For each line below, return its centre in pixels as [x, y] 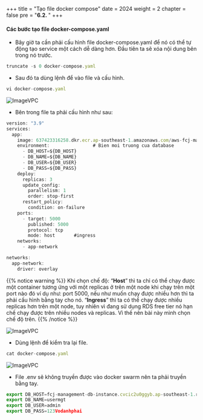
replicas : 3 [37, 179]
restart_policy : [43, 202]
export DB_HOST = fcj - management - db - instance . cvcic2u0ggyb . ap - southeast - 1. [101, 394]
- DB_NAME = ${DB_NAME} [50, 157]
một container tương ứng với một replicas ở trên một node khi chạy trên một [101, 287]
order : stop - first [51, 196]
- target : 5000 [41, 219]
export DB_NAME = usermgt [36, 400]
